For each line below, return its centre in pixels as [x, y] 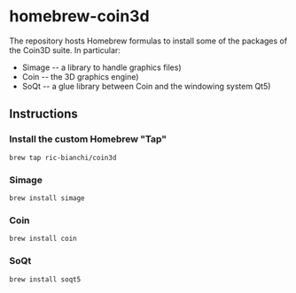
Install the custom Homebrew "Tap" [88, 139]
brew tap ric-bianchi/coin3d [63, 158]
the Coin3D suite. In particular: [65, 50]
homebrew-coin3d [79, 16]
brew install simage [47, 198]
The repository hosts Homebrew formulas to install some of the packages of [148, 41]
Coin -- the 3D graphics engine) [80, 76]
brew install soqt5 [45, 279]
